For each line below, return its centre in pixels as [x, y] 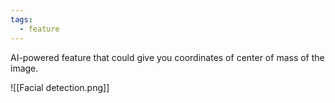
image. [24, 68]
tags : [21, 19]
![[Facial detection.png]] [60, 87]
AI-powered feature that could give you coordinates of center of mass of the [167, 57]
